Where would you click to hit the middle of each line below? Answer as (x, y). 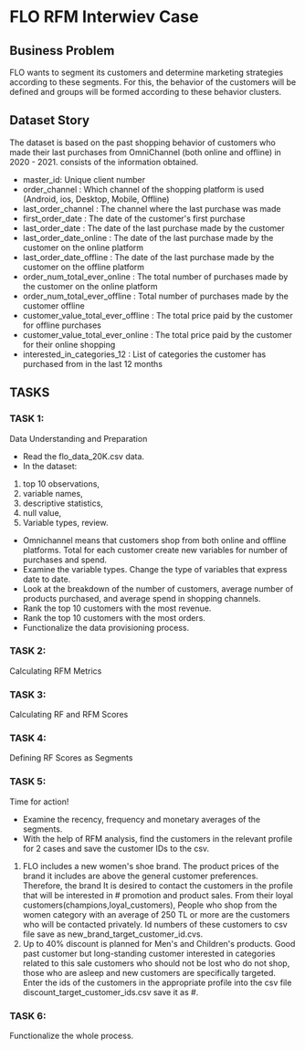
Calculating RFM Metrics (56, 671)
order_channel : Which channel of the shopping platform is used (143, 189)
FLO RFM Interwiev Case (104, 17)
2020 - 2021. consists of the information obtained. (104, 162)
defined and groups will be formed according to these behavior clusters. (146, 92)
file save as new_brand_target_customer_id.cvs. (113, 934)
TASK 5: (28, 782)
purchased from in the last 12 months (92, 363)
